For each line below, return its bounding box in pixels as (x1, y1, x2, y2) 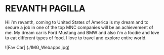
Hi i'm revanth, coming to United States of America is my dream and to (5, 19, 149, 25)
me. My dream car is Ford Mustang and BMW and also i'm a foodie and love (5, 29, 160, 35)
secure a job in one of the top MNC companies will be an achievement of (5, 24, 154, 30)
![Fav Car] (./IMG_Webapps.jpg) (5, 44, 70, 50)
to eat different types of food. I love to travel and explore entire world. (5, 35, 147, 41)
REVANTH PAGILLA (5, 3, 85, 14)
